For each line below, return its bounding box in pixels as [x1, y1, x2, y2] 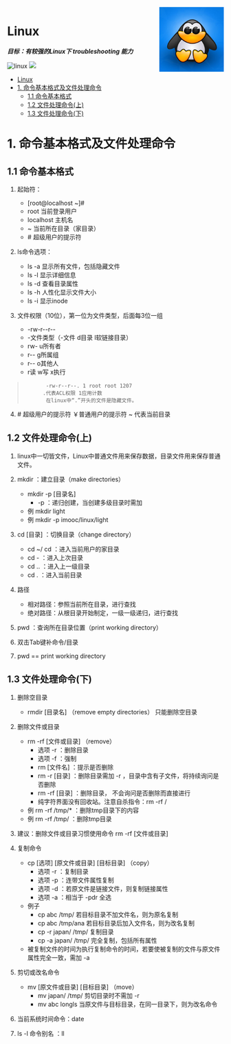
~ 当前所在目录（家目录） [27, 224, 100, 232]
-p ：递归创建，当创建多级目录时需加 [37, 498, 143, 506]
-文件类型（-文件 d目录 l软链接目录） [27, 333, 133, 341]
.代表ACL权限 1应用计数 [42, 390, 102, 396]
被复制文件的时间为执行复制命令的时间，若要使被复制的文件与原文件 [27, 945, 221, 953]
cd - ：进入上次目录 [27, 553, 84, 561]
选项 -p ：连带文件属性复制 [37, 876, 115, 884]
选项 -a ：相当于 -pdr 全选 [37, 893, 112, 901]
